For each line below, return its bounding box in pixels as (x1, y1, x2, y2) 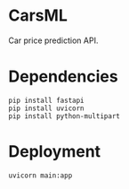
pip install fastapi (8, 96, 85, 105)
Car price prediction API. (8, 35, 99, 46)
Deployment (8, 142, 101, 162)
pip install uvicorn (8, 104, 85, 113)
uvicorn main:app (8, 171, 73, 180)
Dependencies (8, 66, 118, 87)
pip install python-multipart (8, 111, 121, 121)
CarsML (8, 5, 68, 26)
